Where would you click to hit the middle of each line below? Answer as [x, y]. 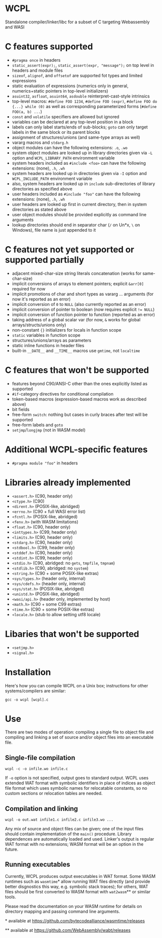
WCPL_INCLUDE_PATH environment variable [52, 178]
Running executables [37, 865]
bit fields [21, 409]
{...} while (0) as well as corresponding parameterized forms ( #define [84, 106]
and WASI [15, 27]
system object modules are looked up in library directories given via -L [82, 153]
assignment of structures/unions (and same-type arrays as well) [76, 137]
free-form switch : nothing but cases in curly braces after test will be [80, 414]
